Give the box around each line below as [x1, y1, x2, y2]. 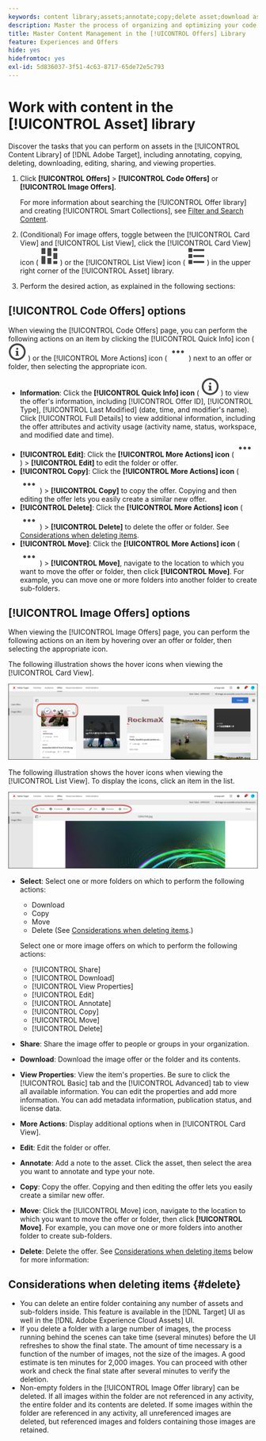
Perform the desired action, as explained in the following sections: [19, 281, 236, 291]
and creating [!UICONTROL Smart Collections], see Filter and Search [19, 206, 244, 215]
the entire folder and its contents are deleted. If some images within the [19, 1400, 253, 1409]
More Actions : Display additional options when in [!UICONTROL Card [19, 1119, 246, 1128]
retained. [19, 1425, 49, 1435]
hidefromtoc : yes [8, 55, 66, 63]
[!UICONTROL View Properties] [31, 981, 134, 991]
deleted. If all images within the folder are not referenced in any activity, [19, 1392, 255, 1401]
